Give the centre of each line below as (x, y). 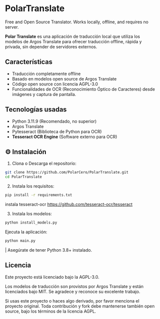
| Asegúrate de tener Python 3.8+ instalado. (49, 250)
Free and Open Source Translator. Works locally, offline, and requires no (77, 22)
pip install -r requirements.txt (39, 195)
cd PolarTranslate (23, 177)
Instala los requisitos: (33, 186)
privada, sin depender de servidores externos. (51, 47)
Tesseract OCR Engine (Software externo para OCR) (65, 137)
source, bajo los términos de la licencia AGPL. (51, 311)
